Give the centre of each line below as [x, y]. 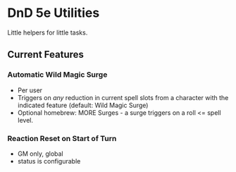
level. [25, 120]
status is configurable [49, 161]
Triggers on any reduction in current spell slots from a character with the [123, 97]
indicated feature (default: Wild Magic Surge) [83, 105]
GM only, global [40, 154]
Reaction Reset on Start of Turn [62, 138]
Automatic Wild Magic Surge [57, 75]
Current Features [46, 55]
